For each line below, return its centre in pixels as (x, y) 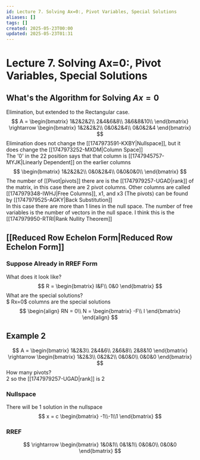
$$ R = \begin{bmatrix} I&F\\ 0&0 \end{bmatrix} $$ (100, 286)
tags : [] (17, 23)
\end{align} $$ (100, 317)
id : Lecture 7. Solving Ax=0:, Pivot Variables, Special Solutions (92, 12)
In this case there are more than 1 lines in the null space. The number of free (100, 206)
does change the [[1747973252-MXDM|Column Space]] (75, 150)
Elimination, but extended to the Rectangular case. (68, 112)
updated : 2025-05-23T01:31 (40, 34)
